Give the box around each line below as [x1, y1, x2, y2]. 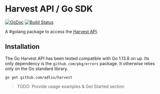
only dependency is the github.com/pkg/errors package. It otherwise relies [5, 60, 155, 66]
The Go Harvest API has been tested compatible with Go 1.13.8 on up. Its [5, 55, 149, 61]
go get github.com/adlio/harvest [5, 75, 73, 80]
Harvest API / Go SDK [5, 3, 93, 14]
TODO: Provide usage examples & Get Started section [16, 83, 125, 89]
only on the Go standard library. [5, 66, 68, 71]
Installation [5, 42, 40, 51]
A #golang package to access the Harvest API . [5, 28, 98, 34]
